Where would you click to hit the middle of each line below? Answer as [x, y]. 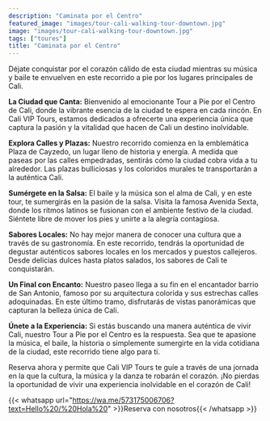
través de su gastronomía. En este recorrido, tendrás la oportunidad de [127, 243]
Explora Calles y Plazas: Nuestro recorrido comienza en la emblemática [129, 143]
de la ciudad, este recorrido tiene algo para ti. [84, 352]
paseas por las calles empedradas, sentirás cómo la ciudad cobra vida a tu [133, 160]
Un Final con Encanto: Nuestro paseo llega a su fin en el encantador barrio [133, 284]
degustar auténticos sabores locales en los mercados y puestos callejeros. [133, 252]
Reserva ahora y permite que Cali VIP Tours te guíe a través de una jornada [133, 368]
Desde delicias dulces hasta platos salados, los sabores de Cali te [118, 260]
